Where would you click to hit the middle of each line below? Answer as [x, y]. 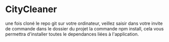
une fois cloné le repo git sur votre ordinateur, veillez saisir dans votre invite [84, 23]
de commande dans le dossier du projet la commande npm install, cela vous [85, 28]
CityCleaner [31, 9]
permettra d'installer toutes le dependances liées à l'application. [72, 34]
